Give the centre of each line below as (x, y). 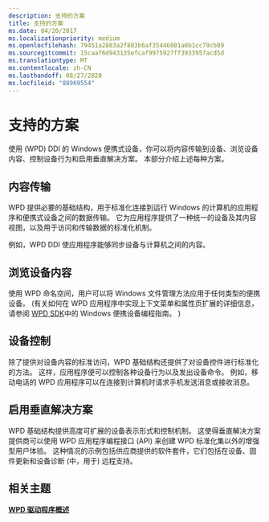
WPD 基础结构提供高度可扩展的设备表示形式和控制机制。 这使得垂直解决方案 (134, 430)
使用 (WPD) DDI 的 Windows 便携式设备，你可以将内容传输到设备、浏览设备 (133, 149)
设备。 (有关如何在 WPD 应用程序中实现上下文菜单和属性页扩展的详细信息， (133, 304)
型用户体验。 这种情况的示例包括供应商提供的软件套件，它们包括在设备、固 (132, 451)
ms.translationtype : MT (48, 61)
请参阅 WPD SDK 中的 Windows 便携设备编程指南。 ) (95, 313)
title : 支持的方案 (36, 23)
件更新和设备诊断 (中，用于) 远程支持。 (73, 461)
